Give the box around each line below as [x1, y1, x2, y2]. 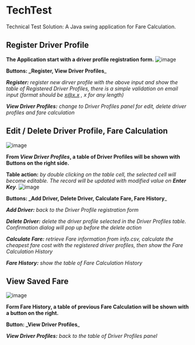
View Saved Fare [6, 276, 69, 286]
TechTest [6, 4, 52, 17]
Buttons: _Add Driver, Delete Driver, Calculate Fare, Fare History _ [6, 195, 167, 202]
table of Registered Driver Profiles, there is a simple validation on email [6, 85, 178, 92]
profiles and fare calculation [6, 109, 75, 116]
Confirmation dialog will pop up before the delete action [6, 224, 142, 231]
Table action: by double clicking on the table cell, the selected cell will [6, 170, 176, 178]
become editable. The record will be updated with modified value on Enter [6, 177, 187, 184]
